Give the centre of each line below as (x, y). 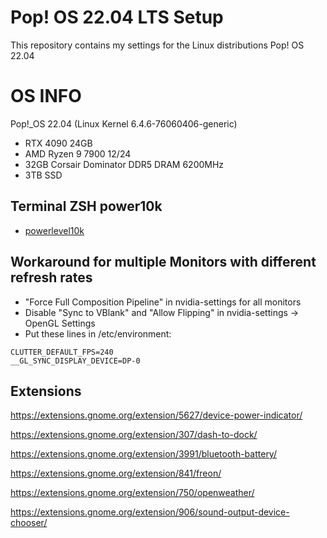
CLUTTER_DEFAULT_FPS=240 (62, 352)
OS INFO (46, 96)
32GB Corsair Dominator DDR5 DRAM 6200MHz (124, 164)
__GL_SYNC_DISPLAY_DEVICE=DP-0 (75, 361)
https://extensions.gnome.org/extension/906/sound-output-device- (150, 512)
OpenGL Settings (60, 323)
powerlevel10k (54, 230)
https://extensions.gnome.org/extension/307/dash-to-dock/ (134, 435)
